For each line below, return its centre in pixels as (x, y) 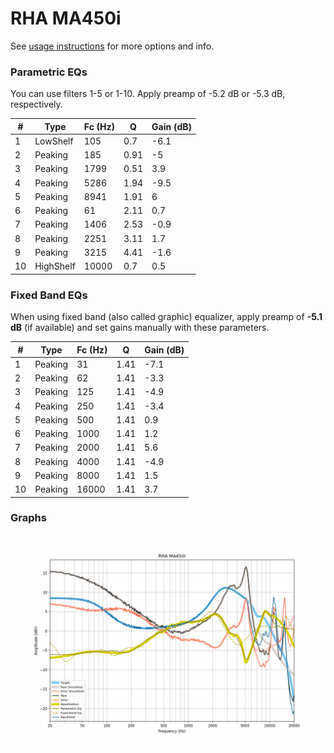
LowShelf (54, 141)
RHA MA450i (66, 18)
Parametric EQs (49, 72)
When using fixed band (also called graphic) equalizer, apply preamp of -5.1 (166, 317)
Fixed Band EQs (49, 295)
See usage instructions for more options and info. (112, 46)
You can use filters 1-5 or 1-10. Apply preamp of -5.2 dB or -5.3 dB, (148, 94)
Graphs (28, 518)
